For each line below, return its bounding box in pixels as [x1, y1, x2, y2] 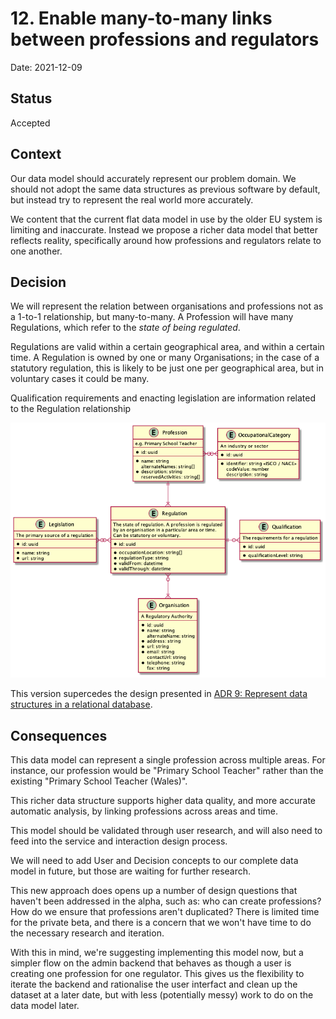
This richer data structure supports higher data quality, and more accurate [10, 795, 317, 807]
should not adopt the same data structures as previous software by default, [10, 183, 321, 195]
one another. [10, 245, 63, 257]
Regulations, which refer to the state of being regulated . [10, 322, 241, 334]
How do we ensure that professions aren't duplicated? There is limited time [10, 906, 320, 918]
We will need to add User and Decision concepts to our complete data [10, 855, 299, 867]
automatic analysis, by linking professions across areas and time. [10, 805, 279, 817]
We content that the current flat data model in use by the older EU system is [10, 213, 323, 225]
